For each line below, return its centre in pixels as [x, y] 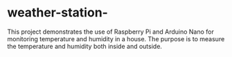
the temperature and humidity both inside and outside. [85, 46]
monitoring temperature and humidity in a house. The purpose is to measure [116, 38]
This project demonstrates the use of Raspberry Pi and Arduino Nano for [111, 32]
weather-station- [58, 13]
